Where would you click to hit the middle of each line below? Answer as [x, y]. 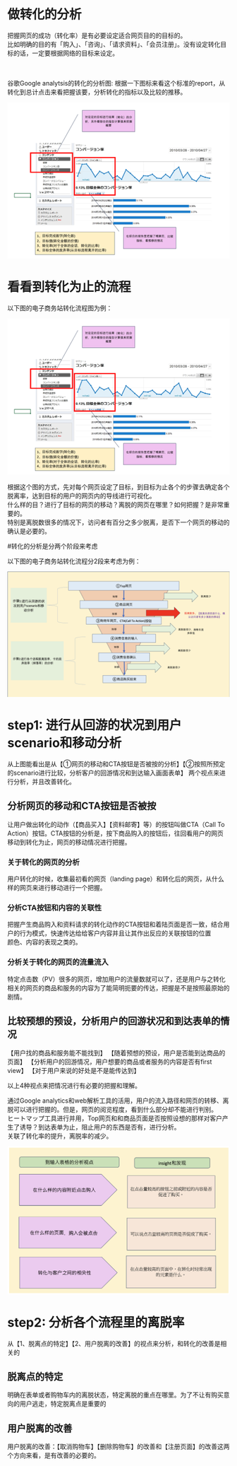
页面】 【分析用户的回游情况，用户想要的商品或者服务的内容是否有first [110, 1062]
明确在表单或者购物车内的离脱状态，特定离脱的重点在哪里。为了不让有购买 [115, 1395]
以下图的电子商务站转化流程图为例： [60, 307]
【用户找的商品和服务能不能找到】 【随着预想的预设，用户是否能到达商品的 [116, 1052]
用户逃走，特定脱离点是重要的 [63, 1404]
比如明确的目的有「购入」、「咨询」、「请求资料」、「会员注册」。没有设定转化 [114, 44]
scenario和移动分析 [65, 743]
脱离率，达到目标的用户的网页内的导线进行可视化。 [81, 495]
